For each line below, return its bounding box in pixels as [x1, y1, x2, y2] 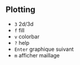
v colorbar [14, 32, 40, 40]
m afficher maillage [14, 51, 60, 58]
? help [14, 39, 30, 46]
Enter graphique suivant [14, 45, 74, 53]
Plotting [5, 5, 36, 15]
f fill [14, 27, 25, 34]
